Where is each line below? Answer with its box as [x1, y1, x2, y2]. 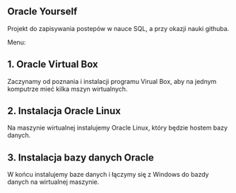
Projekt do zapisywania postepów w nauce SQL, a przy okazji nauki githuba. [7, 24, 230, 32]
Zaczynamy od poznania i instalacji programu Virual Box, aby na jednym [7, 77, 217, 85]
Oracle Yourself [7, 6, 78, 18]
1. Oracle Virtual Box [7, 58, 99, 70]
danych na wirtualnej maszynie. [7, 178, 100, 186]
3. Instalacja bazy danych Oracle [7, 151, 154, 163]
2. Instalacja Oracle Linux [7, 105, 122, 117]
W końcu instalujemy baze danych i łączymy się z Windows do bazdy [7, 170, 209, 179]
